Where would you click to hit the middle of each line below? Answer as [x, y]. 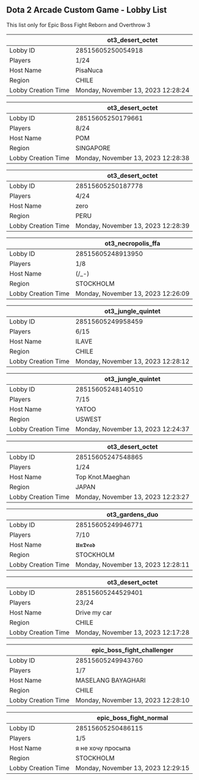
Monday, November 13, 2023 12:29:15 [132, 768]
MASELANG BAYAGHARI [110, 680]
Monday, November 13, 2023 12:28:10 [132, 700]
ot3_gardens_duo [132, 514]
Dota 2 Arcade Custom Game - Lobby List [87, 10]
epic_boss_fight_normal [132, 718]
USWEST [89, 419]
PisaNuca [89, 70]
